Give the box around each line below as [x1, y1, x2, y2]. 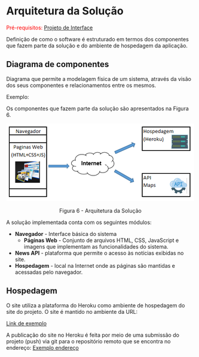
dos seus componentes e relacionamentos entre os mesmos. [6, 81, 157, 89]
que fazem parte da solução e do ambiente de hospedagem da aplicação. [6, 42, 188, 49]
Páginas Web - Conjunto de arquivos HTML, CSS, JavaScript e [23, 237, 179, 244]
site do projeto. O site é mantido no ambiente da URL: [6, 308, 138, 315]
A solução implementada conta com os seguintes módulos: [6, 219, 152, 226]
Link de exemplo [6, 319, 47, 327]
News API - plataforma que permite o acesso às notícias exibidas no [14, 249, 184, 256]
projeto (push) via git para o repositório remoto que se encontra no [6, 337, 171, 345]
